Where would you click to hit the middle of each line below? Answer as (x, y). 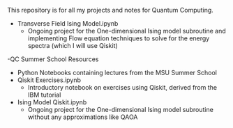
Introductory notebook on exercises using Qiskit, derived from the (122, 87)
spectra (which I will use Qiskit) (73, 46)
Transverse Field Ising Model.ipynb (68, 23)
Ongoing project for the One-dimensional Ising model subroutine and (127, 31)
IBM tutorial (44, 95)
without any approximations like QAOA (83, 117)
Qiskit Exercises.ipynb (49, 80)
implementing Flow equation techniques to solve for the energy (119, 38)
